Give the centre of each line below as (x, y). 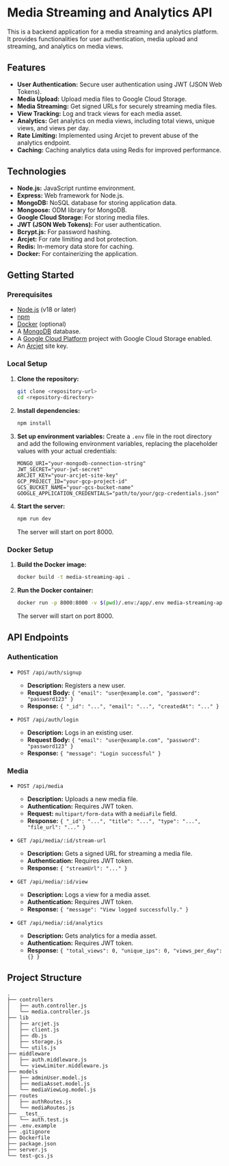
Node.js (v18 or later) (46, 309)
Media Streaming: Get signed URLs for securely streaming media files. (117, 106)
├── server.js (27, 1150)
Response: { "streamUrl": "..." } (77, 868)
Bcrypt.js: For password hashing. (64, 232)
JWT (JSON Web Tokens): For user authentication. (89, 224)
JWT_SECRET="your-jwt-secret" (60, 470)
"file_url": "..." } (56, 828)
